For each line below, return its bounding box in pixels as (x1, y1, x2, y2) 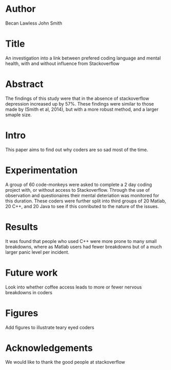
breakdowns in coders (5, 289, 53, 295)
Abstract (5, 78, 44, 90)
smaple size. (5, 111, 32, 118)
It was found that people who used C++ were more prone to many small (5, 238, 157, 244)
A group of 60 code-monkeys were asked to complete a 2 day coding (5, 181, 152, 188)
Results (5, 221, 38, 233)
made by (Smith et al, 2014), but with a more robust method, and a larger (5, 106, 159, 112)
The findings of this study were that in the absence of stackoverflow (5, 95, 149, 101)
